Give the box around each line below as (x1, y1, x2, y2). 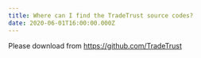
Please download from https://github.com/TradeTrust (8, 41, 183, 50)
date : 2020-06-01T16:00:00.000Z (8, 19, 115, 27)
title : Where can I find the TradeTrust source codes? (8, 11, 194, 20)
